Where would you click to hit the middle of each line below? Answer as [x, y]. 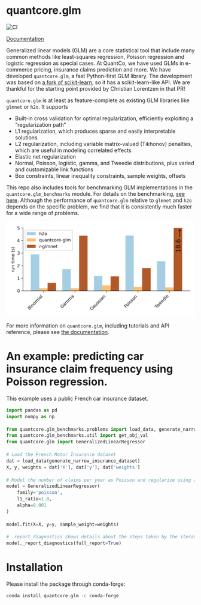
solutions [26, 137]
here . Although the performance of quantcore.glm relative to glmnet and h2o [99, 200]
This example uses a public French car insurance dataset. [77, 398]
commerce [19, 69]
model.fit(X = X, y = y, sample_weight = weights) [63, 524]
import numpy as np [31, 416]
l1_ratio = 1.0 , [34, 499]
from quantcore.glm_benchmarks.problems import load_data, [81, 429]
